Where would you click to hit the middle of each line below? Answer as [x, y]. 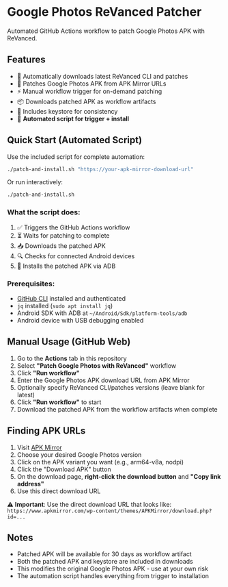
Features [26, 60]
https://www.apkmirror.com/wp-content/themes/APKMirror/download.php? [110, 511]
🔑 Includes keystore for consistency [67, 111]
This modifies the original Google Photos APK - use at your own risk [112, 569]
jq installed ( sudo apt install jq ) [65, 305]
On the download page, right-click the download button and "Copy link [119, 476]
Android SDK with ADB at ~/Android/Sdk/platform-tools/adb [102, 313]
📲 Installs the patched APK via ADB [66, 266]
